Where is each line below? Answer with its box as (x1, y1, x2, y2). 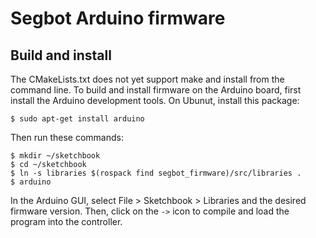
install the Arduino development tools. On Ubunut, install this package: (10, 95, 300, 106)
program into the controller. (10, 216, 123, 227)
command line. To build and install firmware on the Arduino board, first (10, 84, 302, 96)
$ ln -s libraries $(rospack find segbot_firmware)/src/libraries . (10, 168, 302, 178)
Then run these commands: (10, 132, 125, 143)
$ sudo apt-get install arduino (10, 114, 145, 124)
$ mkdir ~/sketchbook (10, 151, 101, 161)
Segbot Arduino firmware (10, 7, 226, 30)
